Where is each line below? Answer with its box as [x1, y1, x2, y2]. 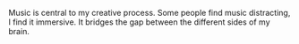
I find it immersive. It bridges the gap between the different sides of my [8, 17, 270, 27]
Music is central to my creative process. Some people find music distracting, [8, 8, 291, 18]
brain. [8, 26, 30, 36]
